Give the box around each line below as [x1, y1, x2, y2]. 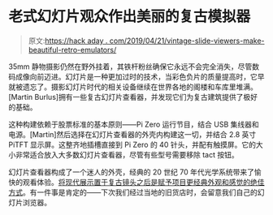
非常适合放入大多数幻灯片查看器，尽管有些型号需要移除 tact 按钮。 [15, 149, 239, 159]
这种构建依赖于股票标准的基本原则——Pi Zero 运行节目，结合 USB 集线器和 [8, 119, 260, 129]
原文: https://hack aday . [28, 36, 108, 45]
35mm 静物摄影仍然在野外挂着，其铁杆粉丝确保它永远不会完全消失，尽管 [8, 62, 253, 71]
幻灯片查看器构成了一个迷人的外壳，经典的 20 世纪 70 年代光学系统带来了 [8, 167, 254, 177]
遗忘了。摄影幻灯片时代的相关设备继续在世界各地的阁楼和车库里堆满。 [22, 82, 258, 92]
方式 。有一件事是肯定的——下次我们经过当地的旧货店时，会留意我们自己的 [8, 187, 258, 197]
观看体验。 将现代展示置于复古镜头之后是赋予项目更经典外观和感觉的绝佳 [22, 177, 265, 187]
